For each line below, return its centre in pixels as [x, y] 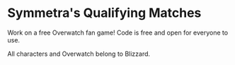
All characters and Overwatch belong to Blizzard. [79, 54]
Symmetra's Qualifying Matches [104, 13]
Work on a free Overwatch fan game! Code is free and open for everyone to [118, 32]
